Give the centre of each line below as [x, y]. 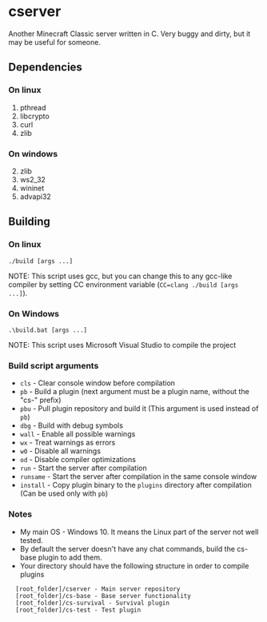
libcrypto [34, 116]
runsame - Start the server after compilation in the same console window [138, 476]
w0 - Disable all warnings [60, 451]
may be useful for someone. [55, 42]
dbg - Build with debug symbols [72, 425]
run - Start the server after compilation [83, 468]
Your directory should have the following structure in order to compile [134, 565]
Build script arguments [54, 365]
